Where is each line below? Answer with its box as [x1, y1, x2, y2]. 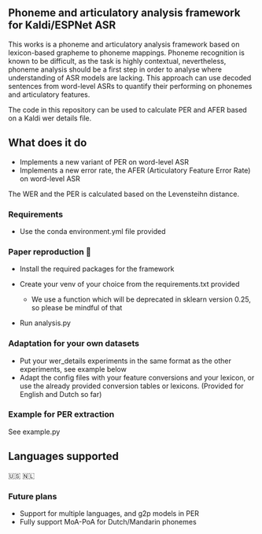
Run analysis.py [19, 318, 71, 328]
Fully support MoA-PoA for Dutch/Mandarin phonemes [19, 517, 197, 526]
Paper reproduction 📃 [8, 246, 92, 257]
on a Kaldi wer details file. [8, 113, 92, 123]
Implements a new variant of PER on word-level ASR [19, 157, 189, 166]
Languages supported [8, 450, 120, 463]
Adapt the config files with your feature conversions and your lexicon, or [19, 373, 255, 382]
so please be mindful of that [31, 303, 123, 313]
